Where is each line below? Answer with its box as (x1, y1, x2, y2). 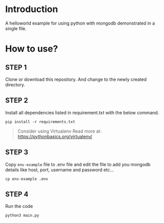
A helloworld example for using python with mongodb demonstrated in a (5, 20, 155, 26)
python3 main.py (5, 213, 39, 218)
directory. (5, 81, 25, 87)
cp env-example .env (5, 176, 49, 181)
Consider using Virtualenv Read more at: (17, 128, 102, 134)
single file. (5, 25, 27, 31)
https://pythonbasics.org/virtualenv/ (17, 133, 93, 139)
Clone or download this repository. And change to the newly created (5, 76, 147, 82)
